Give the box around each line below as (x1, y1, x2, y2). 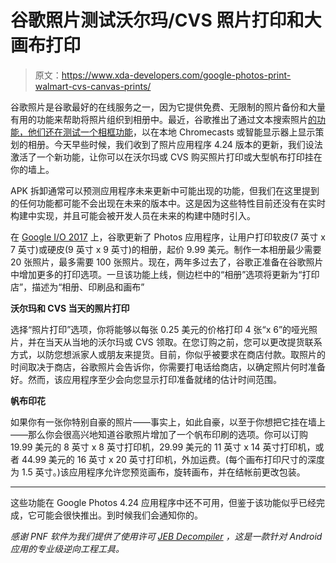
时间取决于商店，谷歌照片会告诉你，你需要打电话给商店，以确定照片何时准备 (10, 361, 326, 373)
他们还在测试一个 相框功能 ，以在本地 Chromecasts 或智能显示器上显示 (27, 126, 316, 138)
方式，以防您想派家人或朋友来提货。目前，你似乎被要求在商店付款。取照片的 (10, 348, 326, 360)
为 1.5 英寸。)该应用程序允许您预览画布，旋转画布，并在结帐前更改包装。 (10, 466, 306, 478)
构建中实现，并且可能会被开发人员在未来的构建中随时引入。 (10, 209, 256, 221)
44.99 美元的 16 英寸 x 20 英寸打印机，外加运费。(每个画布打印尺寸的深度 (21, 453, 325, 465)
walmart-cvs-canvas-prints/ (34, 80, 152, 92)
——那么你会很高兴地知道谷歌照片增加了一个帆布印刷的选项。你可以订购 (10, 428, 308, 440)
